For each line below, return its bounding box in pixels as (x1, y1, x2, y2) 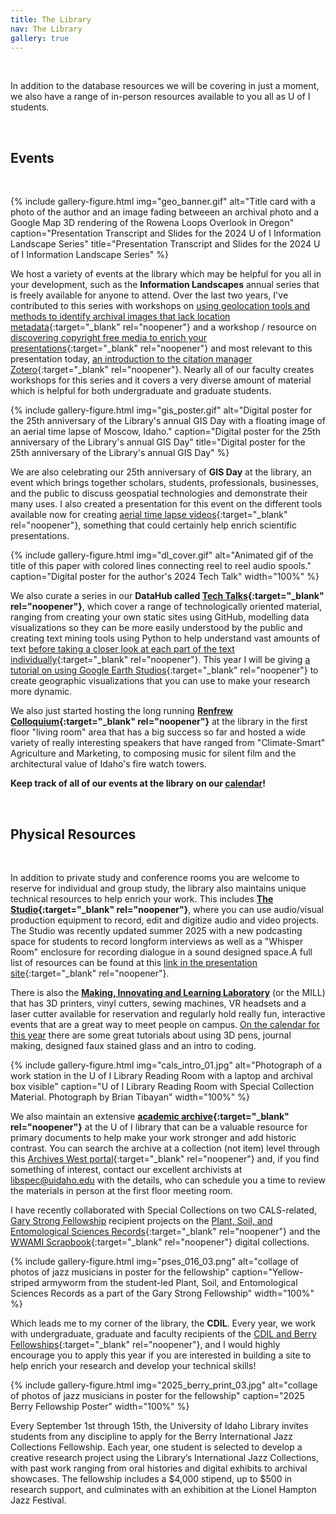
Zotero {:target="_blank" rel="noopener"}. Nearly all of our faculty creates (10, 364, 315, 376)
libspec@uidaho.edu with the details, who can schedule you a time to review (10, 1174, 326, 1186)
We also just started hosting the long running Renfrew (10, 705, 233, 717)
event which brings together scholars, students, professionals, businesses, (10, 477, 319, 489)
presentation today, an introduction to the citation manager (10, 353, 253, 365)
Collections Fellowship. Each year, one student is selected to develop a (10, 1441, 303, 1453)
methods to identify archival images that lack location (10, 311, 231, 323)
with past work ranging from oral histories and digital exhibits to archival (10, 1462, 308, 1474)
